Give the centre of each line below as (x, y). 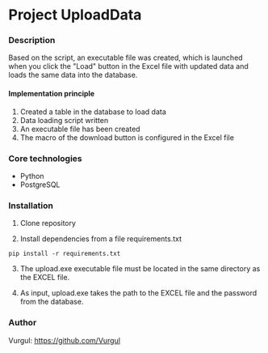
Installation (31, 206)
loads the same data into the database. (73, 75)
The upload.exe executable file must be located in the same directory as (140, 269)
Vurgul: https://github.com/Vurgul (65, 340)
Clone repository (48, 223)
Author (23, 323)
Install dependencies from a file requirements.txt (101, 239)
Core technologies (45, 158)
